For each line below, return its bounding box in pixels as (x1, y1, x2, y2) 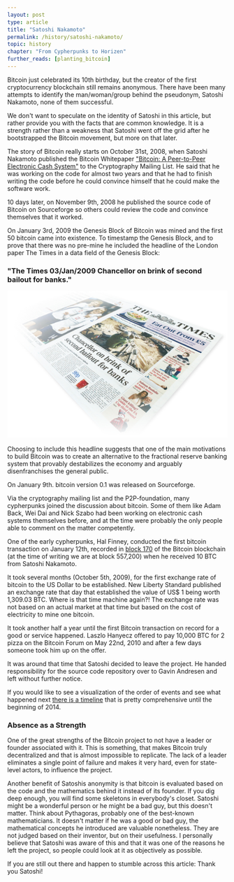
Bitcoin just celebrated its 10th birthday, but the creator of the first (7, 75, 197, 84)
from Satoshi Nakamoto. (7, 559, 77, 567)
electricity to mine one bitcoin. (7, 610, 95, 619)
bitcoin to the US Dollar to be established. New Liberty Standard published (7, 580, 221, 588)
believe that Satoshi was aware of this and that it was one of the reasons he (7, 839, 225, 847)
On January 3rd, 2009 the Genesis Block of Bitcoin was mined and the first (7, 226, 224, 234)
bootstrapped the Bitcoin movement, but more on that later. (7, 133, 178, 142)
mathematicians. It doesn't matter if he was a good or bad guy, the (7, 816, 199, 825)
